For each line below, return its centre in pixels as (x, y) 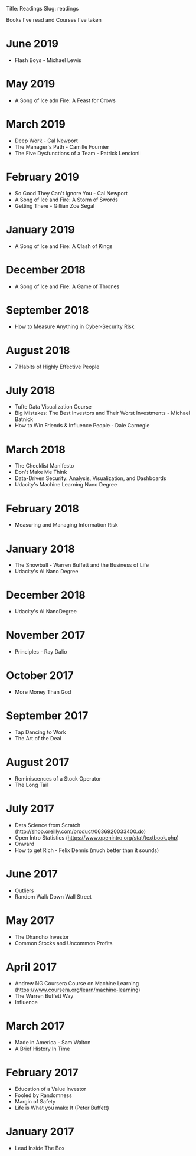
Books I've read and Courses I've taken (54, 20)
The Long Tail (31, 785)
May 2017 (30, 920)
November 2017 (46, 636)
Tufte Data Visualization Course (53, 407)
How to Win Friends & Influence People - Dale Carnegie (82, 426)
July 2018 (30, 391)
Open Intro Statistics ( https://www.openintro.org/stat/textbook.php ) (97, 837)
